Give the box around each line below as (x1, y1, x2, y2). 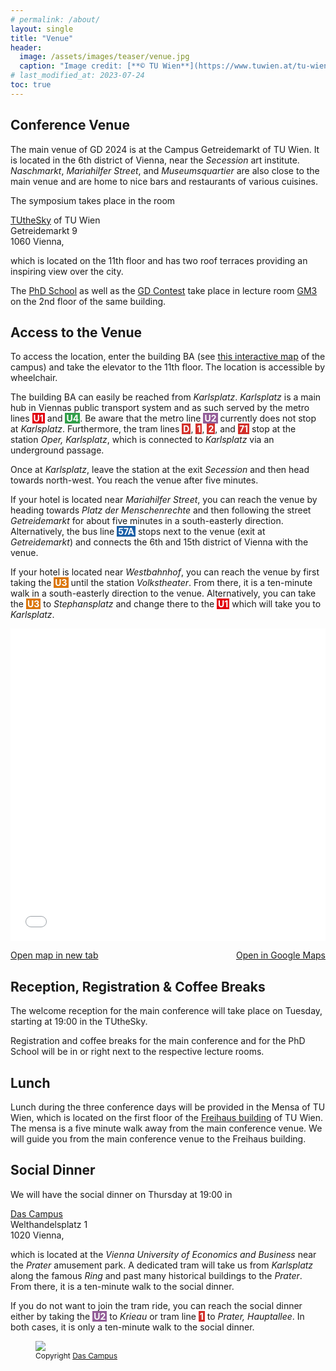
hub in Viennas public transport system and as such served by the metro (10, 402, 310, 414)
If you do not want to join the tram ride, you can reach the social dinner (10, 1299, 303, 1311)
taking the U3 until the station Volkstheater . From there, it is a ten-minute (10, 577, 313, 589)
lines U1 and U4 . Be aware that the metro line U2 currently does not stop (10, 412, 317, 425)
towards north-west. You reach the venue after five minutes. (10, 474, 259, 486)
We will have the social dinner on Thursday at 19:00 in (10, 1188, 233, 1200)
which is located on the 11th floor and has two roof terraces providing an (10, 254, 308, 266)
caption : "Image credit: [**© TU (19, 61, 159, 71)
